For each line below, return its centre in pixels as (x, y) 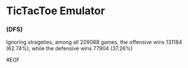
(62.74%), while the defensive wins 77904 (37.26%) (69, 48)
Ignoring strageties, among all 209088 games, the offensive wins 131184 (94, 42)
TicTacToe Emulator (56, 11)
